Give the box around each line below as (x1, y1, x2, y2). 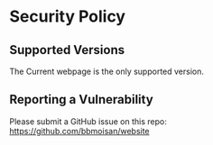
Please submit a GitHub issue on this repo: (9, 115, 167, 127)
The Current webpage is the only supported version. (9, 66, 205, 77)
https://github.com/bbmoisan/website (9, 125, 151, 136)
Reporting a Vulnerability (9, 92, 153, 107)
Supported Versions (9, 42, 125, 58)
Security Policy (9, 6, 126, 27)
